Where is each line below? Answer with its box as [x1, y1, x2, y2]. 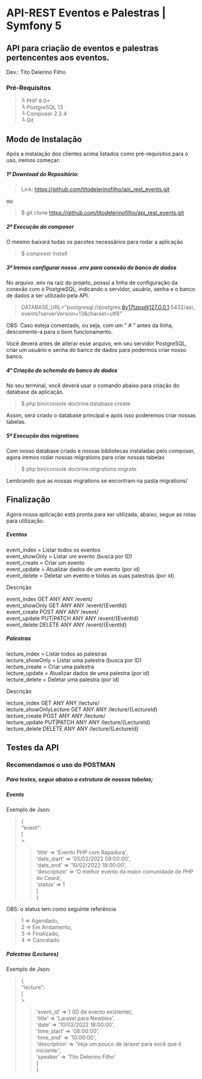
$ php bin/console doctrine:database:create [21, 400, 131, 407]
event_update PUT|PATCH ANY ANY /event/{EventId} [6, 614, 139, 622]
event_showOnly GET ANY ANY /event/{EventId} [6, 602, 127, 609]
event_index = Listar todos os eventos [6, 546, 101, 553]
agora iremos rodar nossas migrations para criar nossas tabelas [6, 454, 165, 461]
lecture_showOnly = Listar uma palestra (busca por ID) [6, 656, 142, 663]
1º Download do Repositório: [6, 170, 80, 178]
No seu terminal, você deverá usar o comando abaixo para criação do [6, 382, 180, 389]
